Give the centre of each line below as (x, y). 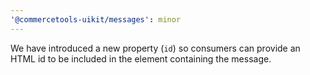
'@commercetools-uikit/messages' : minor (96, 19)
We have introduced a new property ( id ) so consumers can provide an (155, 48)
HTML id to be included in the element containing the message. (141, 58)
